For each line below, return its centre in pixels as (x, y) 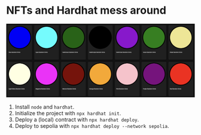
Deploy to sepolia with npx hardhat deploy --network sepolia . (92, 126)
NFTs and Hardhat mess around (86, 10)
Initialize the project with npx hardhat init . (68, 113)
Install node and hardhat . (45, 107)
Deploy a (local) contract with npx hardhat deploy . (77, 119)
